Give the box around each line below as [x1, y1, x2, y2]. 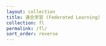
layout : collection [6, 8, 56, 15]
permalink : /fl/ [6, 25, 47, 32]
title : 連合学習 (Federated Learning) [6, 14, 101, 20]
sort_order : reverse [6, 31, 59, 37]
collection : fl [6, 20, 45, 26]
